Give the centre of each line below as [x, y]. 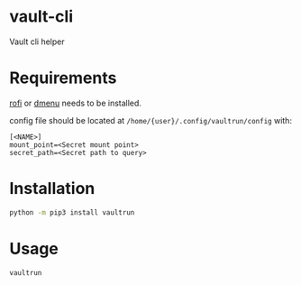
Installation [52, 189]
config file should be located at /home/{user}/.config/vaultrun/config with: [151, 120]
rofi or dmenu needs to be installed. [76, 103]
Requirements [63, 78]
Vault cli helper [37, 41]
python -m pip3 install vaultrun [72, 212]
